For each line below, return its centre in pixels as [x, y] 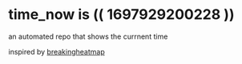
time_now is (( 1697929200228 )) [121, 15]
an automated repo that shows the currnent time [88, 36]
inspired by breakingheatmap [57, 51]
